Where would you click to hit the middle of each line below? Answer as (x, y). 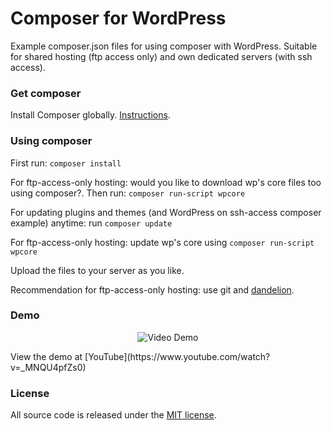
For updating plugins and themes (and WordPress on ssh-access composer (166, 212)
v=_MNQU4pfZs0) (48, 367)
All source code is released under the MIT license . (113, 415)
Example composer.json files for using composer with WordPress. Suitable (164, 46)
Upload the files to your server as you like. (97, 270)
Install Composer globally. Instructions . (90, 115)
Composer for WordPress (118, 18)
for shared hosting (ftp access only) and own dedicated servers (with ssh (161, 56)
